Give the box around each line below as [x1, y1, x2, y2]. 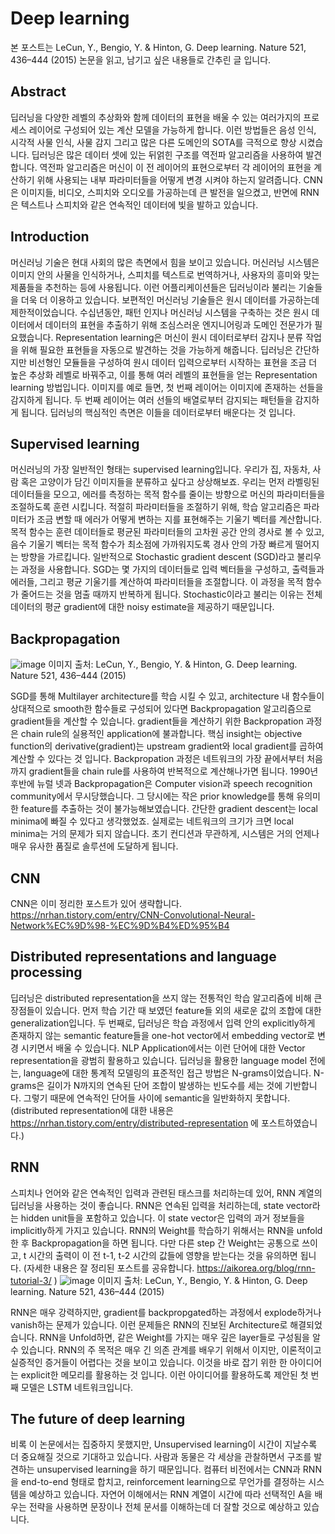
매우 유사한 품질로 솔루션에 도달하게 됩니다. [10, 840, 179, 852]
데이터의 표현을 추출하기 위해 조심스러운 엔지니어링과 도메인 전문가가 [44, 318, 313, 331]
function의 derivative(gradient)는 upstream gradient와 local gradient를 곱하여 [10, 740, 324, 752]
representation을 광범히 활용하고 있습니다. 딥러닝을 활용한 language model [10, 1054, 308, 1066]
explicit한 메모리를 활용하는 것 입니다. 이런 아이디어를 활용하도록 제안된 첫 [20, 1368, 309, 1381]
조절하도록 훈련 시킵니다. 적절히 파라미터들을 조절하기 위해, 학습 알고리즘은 [10, 501, 302, 513]
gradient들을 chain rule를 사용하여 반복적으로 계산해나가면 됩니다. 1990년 [28, 765, 319, 777]
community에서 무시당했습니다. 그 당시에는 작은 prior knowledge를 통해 [10, 790, 295, 802]
